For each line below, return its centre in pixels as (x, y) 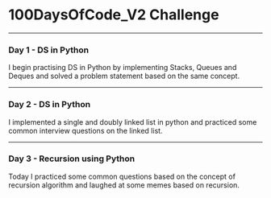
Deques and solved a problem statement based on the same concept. (124, 76)
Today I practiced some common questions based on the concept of (122, 176)
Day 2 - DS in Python (50, 105)
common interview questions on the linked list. (85, 130)
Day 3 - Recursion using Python (72, 159)
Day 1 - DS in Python (49, 50)
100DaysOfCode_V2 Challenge (114, 15)
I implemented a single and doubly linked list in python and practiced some (133, 122)
